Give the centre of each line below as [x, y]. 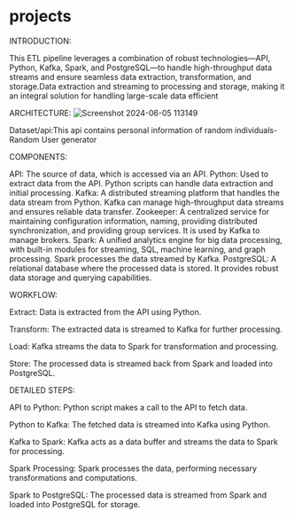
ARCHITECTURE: [40, 113]
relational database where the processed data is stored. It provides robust [144, 268]
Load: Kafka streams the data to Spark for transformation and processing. [144, 346]
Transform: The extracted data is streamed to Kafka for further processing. [146, 329]
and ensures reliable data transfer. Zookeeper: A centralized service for [139, 211]
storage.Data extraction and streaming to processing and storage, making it [147, 86]
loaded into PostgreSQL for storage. [75, 504]
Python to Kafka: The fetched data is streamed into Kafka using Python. [140, 424]
